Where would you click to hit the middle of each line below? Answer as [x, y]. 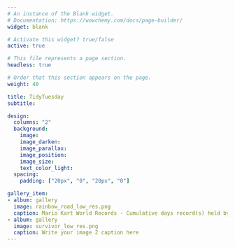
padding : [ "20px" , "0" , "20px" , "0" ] [75, 181]
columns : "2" [33, 122]
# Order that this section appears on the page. [79, 78]
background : [31, 129]
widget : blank [28, 27]
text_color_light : [47, 168]
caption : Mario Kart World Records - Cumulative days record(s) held [117, 213]
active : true [26, 46]
